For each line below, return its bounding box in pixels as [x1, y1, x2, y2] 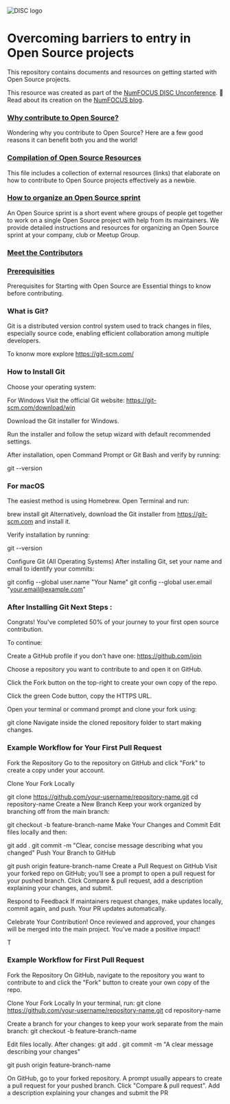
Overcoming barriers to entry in [7, 31, 191, 46]
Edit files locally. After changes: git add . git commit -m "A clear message [7, 1040, 214, 1048]
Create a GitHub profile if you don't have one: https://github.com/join [7, 652, 202, 660]
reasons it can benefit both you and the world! [7, 136, 138, 144]
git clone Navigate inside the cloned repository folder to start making [7, 718, 202, 727]
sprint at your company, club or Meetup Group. [7, 230, 140, 239]
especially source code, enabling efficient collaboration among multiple [7, 329, 209, 338]
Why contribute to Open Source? [7, 113, 119, 122]
